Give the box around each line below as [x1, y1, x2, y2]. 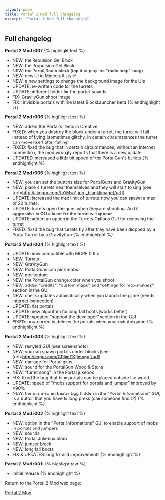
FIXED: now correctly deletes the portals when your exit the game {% [12, 319, 153, 325]
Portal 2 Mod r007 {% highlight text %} [5, 48, 85, 54]
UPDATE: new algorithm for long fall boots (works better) [12, 309, 128, 315]
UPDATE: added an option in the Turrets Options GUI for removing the [12, 216, 154, 222]
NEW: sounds [12, 430, 40, 436]
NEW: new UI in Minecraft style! [12, 73, 77, 79]
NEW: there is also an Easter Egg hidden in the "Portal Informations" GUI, [12, 391, 161, 396]
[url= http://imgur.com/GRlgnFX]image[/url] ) [12, 354, 101, 360]
